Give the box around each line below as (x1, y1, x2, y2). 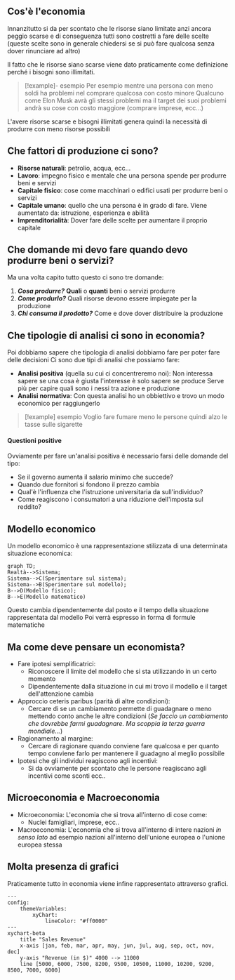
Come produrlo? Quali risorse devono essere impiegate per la (17, 294, 197, 303)
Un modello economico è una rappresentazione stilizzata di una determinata (7, 542, 228, 550)
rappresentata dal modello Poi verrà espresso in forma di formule (7, 614, 196, 622)
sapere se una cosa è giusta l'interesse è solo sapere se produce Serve (17, 377, 224, 385)
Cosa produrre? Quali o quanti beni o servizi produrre (17, 287, 175, 296)
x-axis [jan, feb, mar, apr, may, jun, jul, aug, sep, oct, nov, (20, 942, 215, 949)
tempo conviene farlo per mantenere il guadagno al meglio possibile (27, 749, 225, 757)
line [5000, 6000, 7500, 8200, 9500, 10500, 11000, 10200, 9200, (20, 960, 215, 967)
